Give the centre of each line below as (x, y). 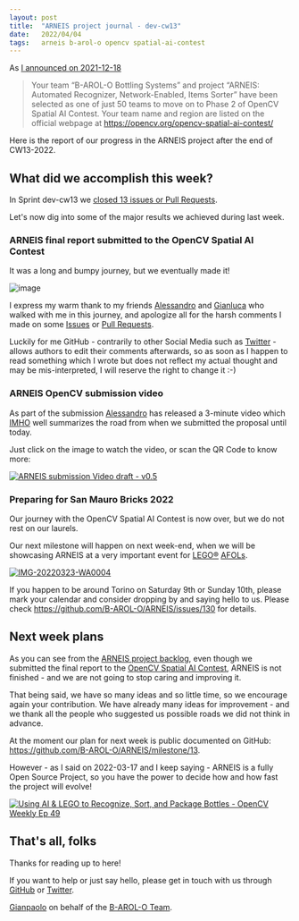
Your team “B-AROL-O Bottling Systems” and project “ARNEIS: (145, 85)
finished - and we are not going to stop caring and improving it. (125, 677)
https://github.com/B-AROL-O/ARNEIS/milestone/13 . (105, 750)
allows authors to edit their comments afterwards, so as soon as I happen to (149, 351)
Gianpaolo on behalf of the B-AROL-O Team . (91, 907)
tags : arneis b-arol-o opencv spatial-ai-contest (107, 42)
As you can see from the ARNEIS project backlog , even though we (131, 658)
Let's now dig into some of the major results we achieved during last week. (147, 217)
